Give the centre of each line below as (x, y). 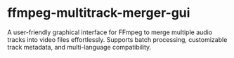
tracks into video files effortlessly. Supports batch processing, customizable (117, 39)
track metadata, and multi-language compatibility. (79, 47)
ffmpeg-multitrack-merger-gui (99, 13)
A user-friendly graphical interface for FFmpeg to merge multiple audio (110, 32)
